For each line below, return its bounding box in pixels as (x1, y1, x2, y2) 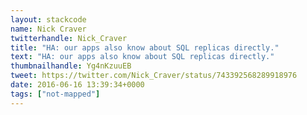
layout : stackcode (10, 14, 87, 25)
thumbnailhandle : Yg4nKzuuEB (10, 61, 132, 71)
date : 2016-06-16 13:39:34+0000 (10, 80, 145, 90)
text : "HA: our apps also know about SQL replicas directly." (10, 52, 275, 62)
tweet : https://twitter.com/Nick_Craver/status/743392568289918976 (10, 71, 298, 81)
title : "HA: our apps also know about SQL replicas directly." (10, 42, 280, 53)
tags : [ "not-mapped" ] (10, 89, 101, 99)
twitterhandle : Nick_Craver (10, 33, 128, 43)
